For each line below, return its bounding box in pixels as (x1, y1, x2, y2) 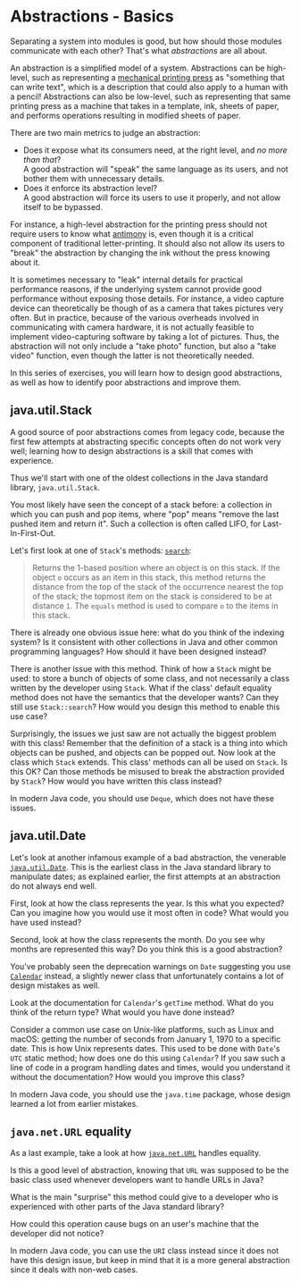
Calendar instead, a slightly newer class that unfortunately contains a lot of (10, 970, 284, 981)
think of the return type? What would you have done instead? (10, 1007, 235, 1018)
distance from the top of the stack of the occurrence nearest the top (31, 581, 284, 591)
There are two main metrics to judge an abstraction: (10, 127, 201, 138)
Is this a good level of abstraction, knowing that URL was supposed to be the (10, 1165, 289, 1176)
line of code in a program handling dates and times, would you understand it (10, 1061, 291, 1073)
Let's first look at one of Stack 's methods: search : (10, 545, 192, 556)
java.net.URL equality (10, 1124, 132, 1139)
